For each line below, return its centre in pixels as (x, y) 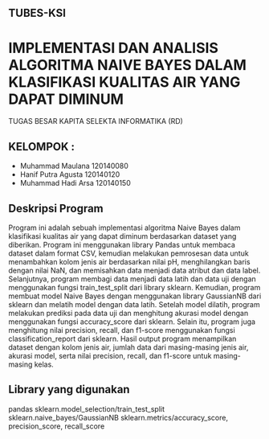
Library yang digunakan (69, 390)
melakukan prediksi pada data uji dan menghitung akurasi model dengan (128, 313)
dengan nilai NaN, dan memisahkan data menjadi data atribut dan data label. (134, 270)
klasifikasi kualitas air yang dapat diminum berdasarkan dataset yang (122, 236)
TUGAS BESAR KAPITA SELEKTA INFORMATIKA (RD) (96, 121)
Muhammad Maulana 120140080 (74, 166)
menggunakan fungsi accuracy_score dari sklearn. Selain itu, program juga (132, 322)
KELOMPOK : (41, 147)
